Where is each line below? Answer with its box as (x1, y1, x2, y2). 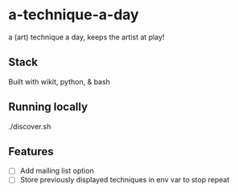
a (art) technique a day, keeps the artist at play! (8, 32, 165, 42)
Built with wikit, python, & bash (8, 76, 111, 86)
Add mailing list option (19, 166, 94, 176)
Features (8, 145, 54, 158)
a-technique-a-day (8, 6, 139, 24)
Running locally (8, 100, 88, 114)
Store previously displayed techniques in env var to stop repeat (19, 175, 230, 185)
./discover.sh (8, 121, 51, 131)
